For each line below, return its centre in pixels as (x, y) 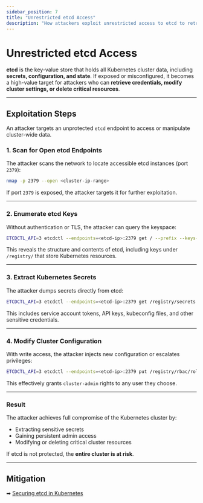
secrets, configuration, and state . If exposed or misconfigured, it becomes (100, 76)
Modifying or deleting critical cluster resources (73, 443)
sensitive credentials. (33, 320)
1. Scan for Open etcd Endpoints (54, 151)
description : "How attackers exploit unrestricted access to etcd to (96, 23)
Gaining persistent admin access (56, 436)
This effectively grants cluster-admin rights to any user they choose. (92, 383)
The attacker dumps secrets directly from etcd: (65, 290)
